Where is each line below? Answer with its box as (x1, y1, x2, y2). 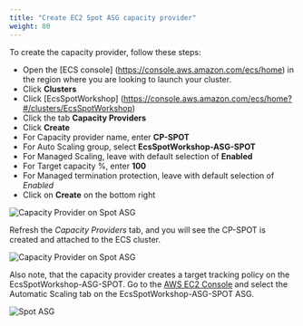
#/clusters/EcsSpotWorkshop (22, 102, 133, 113)
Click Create (22, 121, 71, 132)
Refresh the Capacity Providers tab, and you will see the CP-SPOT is (9, 224, 266, 235)
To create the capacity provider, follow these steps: (9, 46, 201, 57)
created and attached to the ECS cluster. (9, 234, 161, 244)
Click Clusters (22, 83, 77, 94)
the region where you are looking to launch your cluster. (22, 73, 232, 84)
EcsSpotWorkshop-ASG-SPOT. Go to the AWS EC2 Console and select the (9, 278, 288, 290)
